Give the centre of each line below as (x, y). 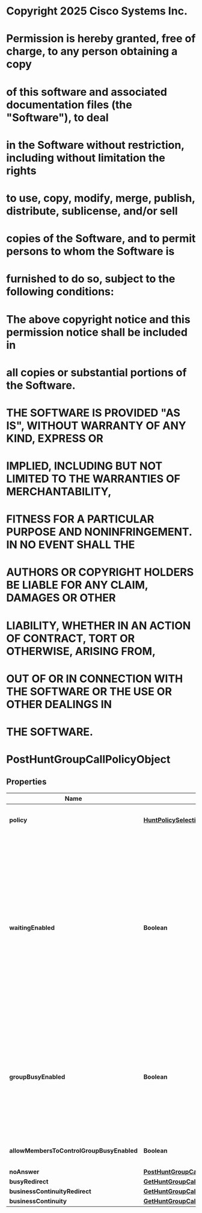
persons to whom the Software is (90, 252)
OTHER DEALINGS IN (59, 704)
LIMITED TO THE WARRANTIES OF (93, 479)
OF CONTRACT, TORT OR (71, 638)
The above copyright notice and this (98, 319)
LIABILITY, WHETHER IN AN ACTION (99, 625)
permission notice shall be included (97, 332)
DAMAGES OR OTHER (61, 598)
